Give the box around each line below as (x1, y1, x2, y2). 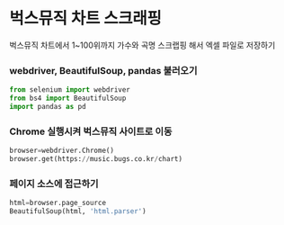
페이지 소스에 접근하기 (9, 177, 99, 190)
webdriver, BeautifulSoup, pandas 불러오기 (9, 64, 198, 76)
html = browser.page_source (9, 199, 106, 208)
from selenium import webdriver (9, 85, 130, 94)
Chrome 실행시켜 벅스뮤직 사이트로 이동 (9, 125, 173, 138)
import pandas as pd (9, 102, 87, 111)
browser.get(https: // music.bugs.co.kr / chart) (9, 155, 182, 164)
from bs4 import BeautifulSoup (9, 94, 127, 103)
